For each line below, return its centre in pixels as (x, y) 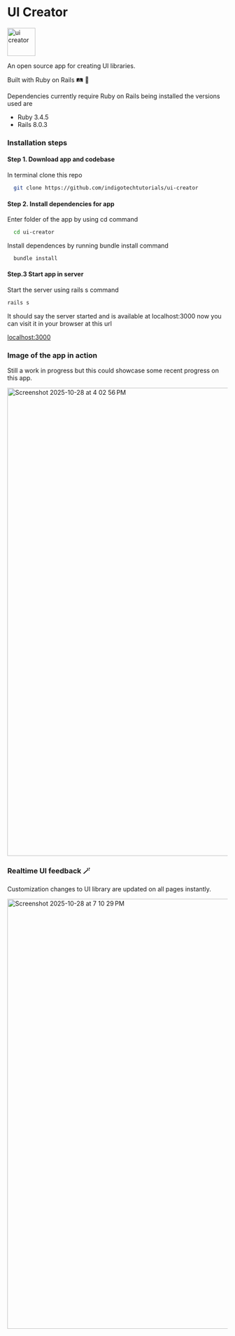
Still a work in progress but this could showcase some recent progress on (113, 371)
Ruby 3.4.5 (33, 117)
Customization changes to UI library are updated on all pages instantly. (109, 889)
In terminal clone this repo (45, 175)
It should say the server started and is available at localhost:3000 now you (114, 316)
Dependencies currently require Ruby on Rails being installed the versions (114, 96)
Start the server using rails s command (63, 290)
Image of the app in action (52, 355)
